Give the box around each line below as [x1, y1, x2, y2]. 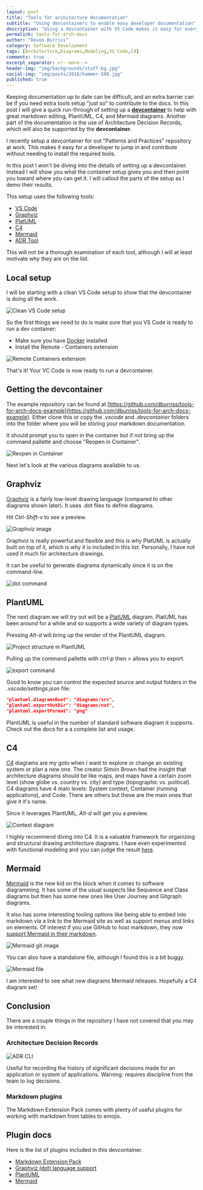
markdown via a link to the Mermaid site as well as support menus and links [6, 917, 195, 924]
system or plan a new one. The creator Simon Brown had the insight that [6, 765, 186, 773]
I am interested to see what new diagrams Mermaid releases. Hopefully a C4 [6, 977, 197, 984]
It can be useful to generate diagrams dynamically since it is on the [6, 562, 173, 569]
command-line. [6, 568, 44, 575]
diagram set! [6, 983, 37, 990]
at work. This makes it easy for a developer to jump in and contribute [6, 144, 178, 151]
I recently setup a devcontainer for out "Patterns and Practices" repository [6, 137, 192, 144]
